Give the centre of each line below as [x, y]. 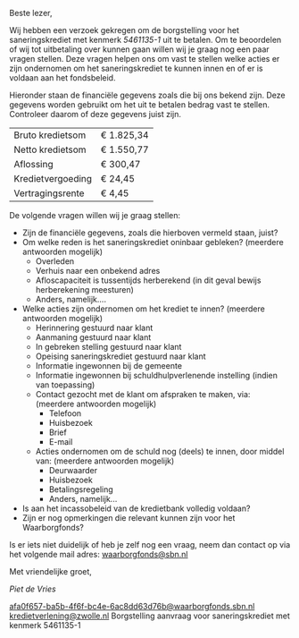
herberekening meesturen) [84, 289]
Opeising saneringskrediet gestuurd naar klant [121, 356]
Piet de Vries [33, 589]
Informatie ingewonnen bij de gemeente [109, 366]
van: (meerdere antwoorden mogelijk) [105, 461]
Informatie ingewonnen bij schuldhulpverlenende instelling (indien [157, 375]
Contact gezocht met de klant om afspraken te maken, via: [143, 394]
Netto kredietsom [50, 149]
